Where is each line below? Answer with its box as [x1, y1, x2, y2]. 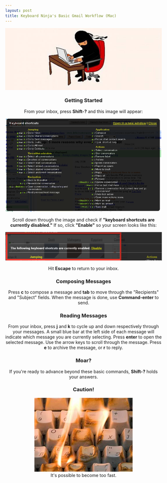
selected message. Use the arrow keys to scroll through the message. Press [5, 339, 162, 345]
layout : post [5, 8, 32, 13]
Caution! [73, 386, 94, 393]
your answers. [69, 374, 98, 380]
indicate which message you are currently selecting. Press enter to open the [5, 334, 162, 340]
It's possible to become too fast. [50, 472, 117, 478]
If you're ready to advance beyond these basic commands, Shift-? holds [9, 368, 158, 374]
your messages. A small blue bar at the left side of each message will [12, 329, 155, 335]
